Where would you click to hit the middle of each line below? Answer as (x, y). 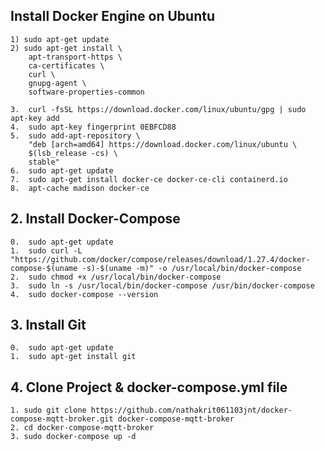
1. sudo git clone (48, 410)
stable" (44, 162)
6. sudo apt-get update (62, 170)
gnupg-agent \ (57, 83)
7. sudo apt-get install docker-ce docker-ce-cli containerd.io (149, 179)
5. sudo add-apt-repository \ (75, 135)
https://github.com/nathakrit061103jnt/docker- (191, 410)
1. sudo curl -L (46, 250)
